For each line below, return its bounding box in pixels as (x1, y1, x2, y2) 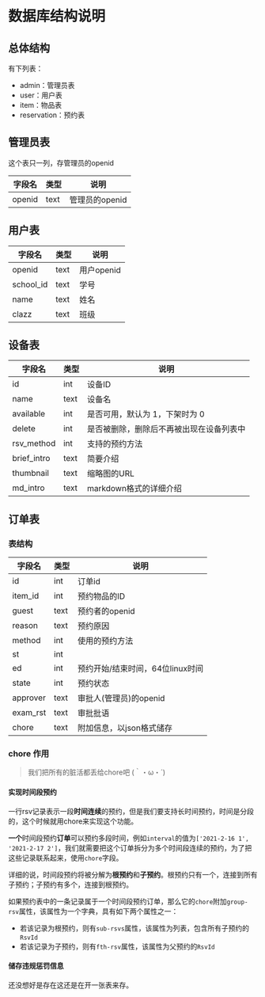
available (12, 409, 46, 420)
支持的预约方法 (86, 439, 143, 450)
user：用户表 (19, 90, 62, 100)
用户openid (78, 264, 121, 276)
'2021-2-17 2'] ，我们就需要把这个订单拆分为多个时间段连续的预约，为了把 (8, 843, 252, 852)
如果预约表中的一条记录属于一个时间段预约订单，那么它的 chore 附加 (8, 896, 227, 906)
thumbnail (12, 468, 50, 479)
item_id (12, 591, 40, 602)
